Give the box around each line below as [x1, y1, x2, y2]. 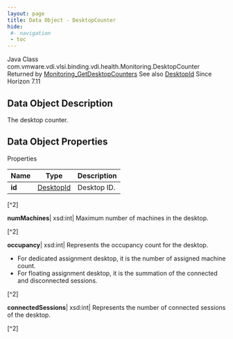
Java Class [7, 55, 39, 63]
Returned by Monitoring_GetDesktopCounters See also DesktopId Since [7, 70, 212, 78]
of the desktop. [7, 311, 51, 319]
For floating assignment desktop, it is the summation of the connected [17, 269, 218, 277]
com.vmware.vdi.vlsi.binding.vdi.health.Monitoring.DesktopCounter [7, 63, 200, 71]
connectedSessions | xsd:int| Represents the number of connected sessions [7, 303, 226, 311]
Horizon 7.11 [7, 77, 41, 85]
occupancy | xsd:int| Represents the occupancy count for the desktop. [7, 240, 209, 249]
